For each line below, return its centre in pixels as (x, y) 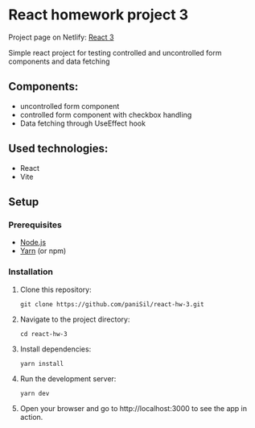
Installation (31, 272)
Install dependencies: (56, 349)
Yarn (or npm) (43, 251)
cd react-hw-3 (43, 334)
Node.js (33, 243)
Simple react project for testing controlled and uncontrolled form (115, 52)
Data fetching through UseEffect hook (83, 123)
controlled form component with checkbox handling (106, 114)
